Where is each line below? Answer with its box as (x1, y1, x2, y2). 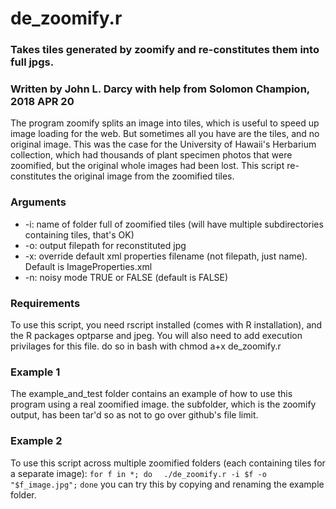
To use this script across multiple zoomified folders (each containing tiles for (10, 457, 326, 469)
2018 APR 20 (10, 95, 75, 109)
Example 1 (10, 365, 61, 379)
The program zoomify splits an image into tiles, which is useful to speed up (10, 117, 320, 129)
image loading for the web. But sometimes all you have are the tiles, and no (10, 128, 320, 140)
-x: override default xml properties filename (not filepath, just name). (24, 250, 308, 262)
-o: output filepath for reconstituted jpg (24, 239, 187, 251)
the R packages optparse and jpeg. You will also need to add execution (10, 330, 303, 341)
